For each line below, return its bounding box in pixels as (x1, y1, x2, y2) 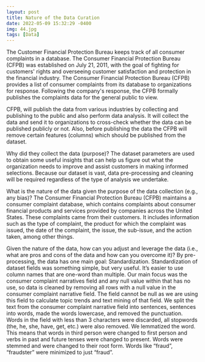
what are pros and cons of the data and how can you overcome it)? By (6, 252, 184, 259)
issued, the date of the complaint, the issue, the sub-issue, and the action (6, 226, 192, 234)
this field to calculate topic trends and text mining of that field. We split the (6, 297, 194, 304)
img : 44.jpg (6, 26, 37, 32)
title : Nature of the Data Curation (6, 15, 100, 21)
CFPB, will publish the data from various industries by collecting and (6, 106, 179, 113)
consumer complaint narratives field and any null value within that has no (6, 277, 191, 284)
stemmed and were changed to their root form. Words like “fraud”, (6, 342, 173, 350)
